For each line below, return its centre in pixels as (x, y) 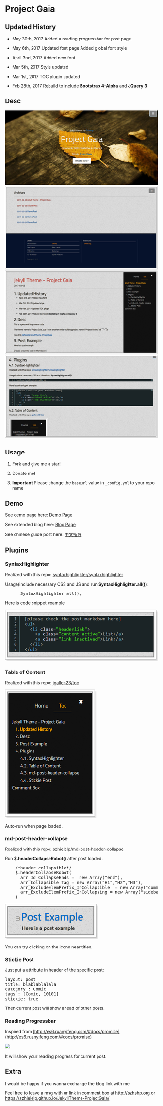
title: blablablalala (31, 984)
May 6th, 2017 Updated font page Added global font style (69, 48)
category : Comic (25, 989)
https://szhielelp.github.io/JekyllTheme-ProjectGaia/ (57, 1098)
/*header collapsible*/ (43, 868)
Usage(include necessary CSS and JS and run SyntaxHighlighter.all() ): (77, 584)
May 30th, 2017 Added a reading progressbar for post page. (72, 39)
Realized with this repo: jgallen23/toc (42, 682)
